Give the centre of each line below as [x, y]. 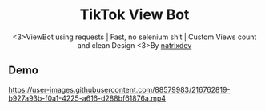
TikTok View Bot [135, 15]
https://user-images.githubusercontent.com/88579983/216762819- [119, 89]
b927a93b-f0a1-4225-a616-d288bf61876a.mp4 [87, 98]
